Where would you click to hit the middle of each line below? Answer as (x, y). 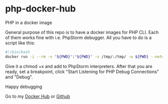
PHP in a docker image (29, 22)
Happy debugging (24, 86)
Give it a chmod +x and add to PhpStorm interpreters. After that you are (79, 66)
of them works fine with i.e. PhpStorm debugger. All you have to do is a (78, 37)
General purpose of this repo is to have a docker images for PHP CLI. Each (82, 32)
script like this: (20, 42)
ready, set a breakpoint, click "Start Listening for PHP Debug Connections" (82, 71)
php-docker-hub (40, 9)
